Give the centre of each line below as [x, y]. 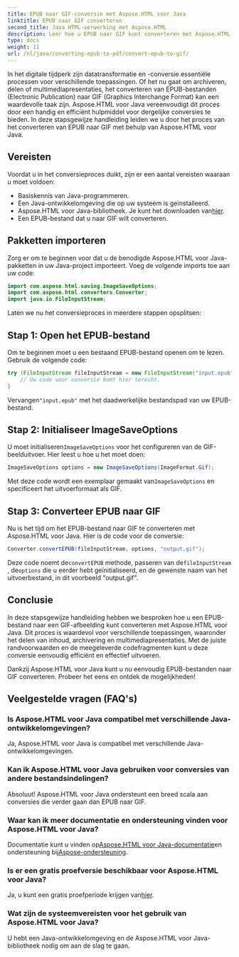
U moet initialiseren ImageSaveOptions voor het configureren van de [105, 447]
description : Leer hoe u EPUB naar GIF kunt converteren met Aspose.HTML [119, 34]
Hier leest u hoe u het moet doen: [96, 455]
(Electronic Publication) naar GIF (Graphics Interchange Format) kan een [113, 96]
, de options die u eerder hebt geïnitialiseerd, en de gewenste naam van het [117, 570]
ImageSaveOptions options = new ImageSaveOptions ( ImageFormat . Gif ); [111, 467]
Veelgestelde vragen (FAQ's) [73, 699]
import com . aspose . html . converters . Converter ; [78, 293]
